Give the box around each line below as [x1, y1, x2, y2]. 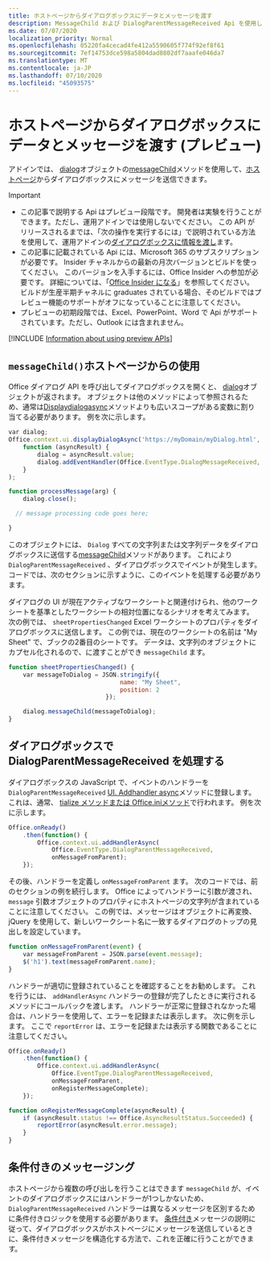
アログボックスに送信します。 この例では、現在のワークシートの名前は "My [8, 626, 258, 636]
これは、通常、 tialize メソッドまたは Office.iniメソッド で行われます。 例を [8, 797, 255, 807]
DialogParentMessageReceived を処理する [8, 754, 225, 768]
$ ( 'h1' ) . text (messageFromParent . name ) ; [22, 958, 157, 966]
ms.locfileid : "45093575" [8, 79, 95, 87]
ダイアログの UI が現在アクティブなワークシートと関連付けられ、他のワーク [8, 597, 259, 606]
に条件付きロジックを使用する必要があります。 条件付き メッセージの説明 [8, 1214, 249, 1223]
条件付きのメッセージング [8, 1160, 135, 1174]
